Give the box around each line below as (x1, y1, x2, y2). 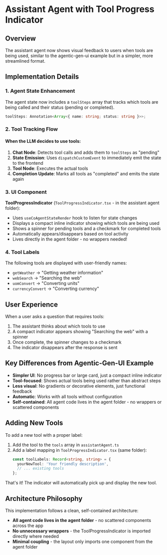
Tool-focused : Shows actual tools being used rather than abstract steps (12, 377, 161, 384)
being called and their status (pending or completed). (5, 104, 115, 110)
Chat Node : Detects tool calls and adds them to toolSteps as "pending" (12, 149, 160, 155)
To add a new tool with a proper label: (5, 432, 83, 438)
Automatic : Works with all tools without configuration (12, 393, 123, 399)
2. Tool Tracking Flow (5, 126, 58, 133)
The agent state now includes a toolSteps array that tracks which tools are (5, 99, 159, 105)
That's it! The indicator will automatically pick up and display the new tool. (5, 480, 157, 486)
